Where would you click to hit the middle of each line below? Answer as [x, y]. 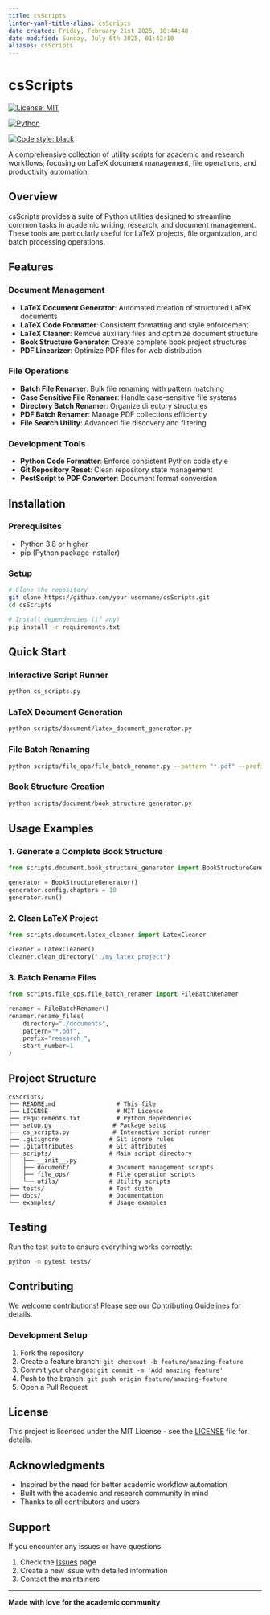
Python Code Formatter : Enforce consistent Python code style [124, 461]
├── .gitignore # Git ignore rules [91, 1139]
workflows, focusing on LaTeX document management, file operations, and [133, 163]
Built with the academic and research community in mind [114, 1494]
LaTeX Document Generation [65, 712]
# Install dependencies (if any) [64, 619]
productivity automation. [49, 172]
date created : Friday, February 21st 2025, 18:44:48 [98, 31]
